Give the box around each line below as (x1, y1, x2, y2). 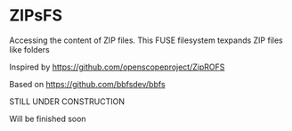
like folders (9, 44, 51, 54)
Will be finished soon (9, 113, 86, 124)
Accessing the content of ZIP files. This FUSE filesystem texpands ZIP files (9, 35, 283, 45)
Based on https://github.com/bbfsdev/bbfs (9, 78, 166, 89)
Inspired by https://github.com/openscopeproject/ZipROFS (9, 61, 225, 72)
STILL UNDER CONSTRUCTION (9, 95, 126, 107)
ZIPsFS (9, 5, 63, 26)
